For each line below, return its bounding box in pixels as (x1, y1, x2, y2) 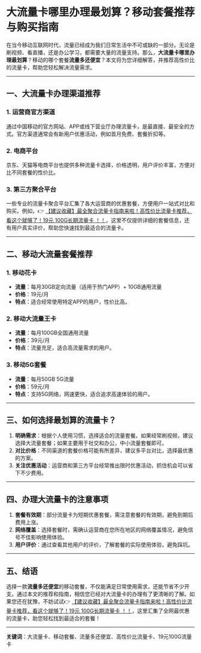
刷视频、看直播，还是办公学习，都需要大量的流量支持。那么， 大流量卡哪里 (6, 48, 190, 56)
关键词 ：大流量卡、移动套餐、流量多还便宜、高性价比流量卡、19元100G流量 (6, 633, 193, 640)
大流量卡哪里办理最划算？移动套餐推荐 (6, 5, 196, 19)
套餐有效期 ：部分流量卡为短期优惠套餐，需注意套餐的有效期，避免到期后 (14, 511, 193, 518)
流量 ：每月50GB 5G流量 (14, 375, 75, 383)
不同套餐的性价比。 (11, 169, 59, 176)
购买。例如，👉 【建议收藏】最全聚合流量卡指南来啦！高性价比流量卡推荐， (6, 208, 193, 215)
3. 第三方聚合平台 (6, 185, 57, 193)
